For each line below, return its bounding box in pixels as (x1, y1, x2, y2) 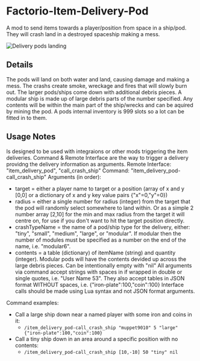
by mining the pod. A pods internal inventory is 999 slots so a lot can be (6, 107, 185, 115)
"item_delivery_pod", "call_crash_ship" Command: (6, 167, 130, 174)
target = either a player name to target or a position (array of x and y (14, 185, 185, 192)
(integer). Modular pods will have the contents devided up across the (14, 255, 187, 263)
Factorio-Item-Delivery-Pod (6, 4, 149, 18)
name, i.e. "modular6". (14, 242, 71, 250)
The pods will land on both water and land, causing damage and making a (6, 75, 190, 83)
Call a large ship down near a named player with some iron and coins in (14, 310, 192, 318)
